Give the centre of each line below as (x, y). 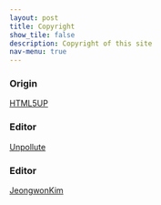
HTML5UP (29, 103)
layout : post (34, 18)
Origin (24, 84)
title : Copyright (42, 26)
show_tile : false (42, 35)
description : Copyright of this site (81, 43)
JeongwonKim (36, 190)
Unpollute (28, 147)
